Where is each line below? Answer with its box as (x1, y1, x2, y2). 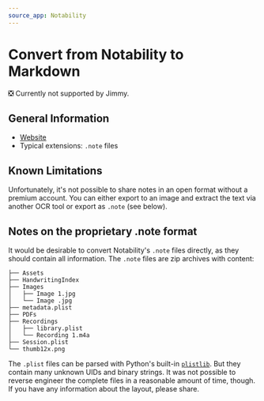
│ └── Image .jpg (8, 297, 73, 305)
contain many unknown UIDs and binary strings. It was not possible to (8, 368, 236, 377)
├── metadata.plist (8, 304, 73, 312)
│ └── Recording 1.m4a (8, 332, 90, 339)
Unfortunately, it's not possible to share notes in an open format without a (8, 185, 248, 194)
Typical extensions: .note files (19, 141, 119, 151)
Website (19, 133, 47, 142)
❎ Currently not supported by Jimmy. (8, 88, 130, 98)
